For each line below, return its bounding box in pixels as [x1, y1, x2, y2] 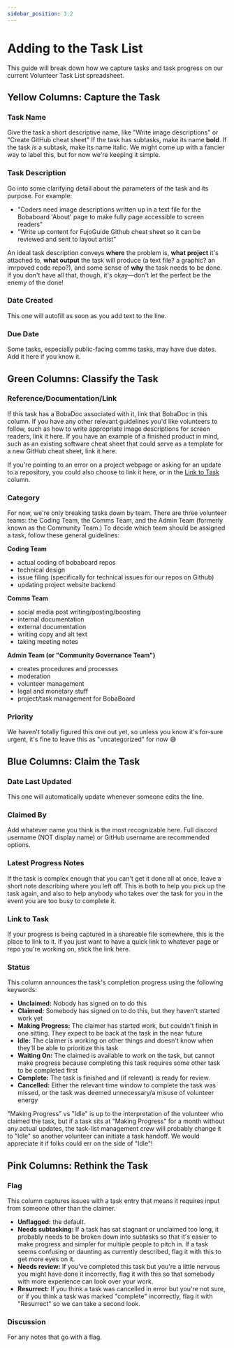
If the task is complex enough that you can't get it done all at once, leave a [7, 874, 221, 883]
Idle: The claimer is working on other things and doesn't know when [17, 1036, 214, 1045]
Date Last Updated [7, 776, 72, 786]
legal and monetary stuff [17, 687, 89, 696]
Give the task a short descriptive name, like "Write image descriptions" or [7, 128, 219, 137]
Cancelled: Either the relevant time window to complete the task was [17, 1081, 217, 1089]
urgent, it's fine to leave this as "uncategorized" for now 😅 [7, 735, 177, 743]
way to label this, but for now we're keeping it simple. [7, 151, 161, 159]
